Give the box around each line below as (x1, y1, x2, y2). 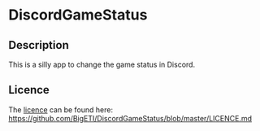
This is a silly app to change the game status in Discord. (8, 59, 196, 69)
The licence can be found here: (8, 104, 114, 115)
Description (8, 38, 69, 52)
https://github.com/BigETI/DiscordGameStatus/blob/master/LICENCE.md (8, 113, 253, 123)
